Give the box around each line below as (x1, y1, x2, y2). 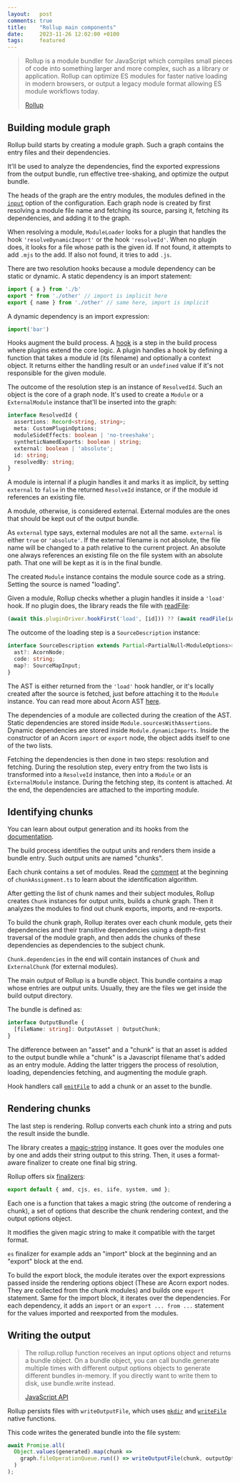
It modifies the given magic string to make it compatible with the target (7, 1228, 216, 1236)
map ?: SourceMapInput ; (14, 662, 81, 669)
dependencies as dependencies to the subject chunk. (7, 941, 166, 950)
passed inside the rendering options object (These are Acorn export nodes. (7, 1278, 229, 1287)
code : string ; (14, 655, 56, 662)
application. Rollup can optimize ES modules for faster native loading (24, 72, 227, 81)
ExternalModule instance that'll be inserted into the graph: (7, 398, 177, 407)
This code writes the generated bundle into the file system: (7, 1428, 181, 1436)
